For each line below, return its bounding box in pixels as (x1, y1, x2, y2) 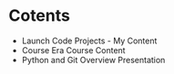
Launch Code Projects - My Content (21, 35, 158, 46)
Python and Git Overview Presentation (21, 54, 166, 65)
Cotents (8, 5, 70, 26)
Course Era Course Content (21, 44, 126, 55)
